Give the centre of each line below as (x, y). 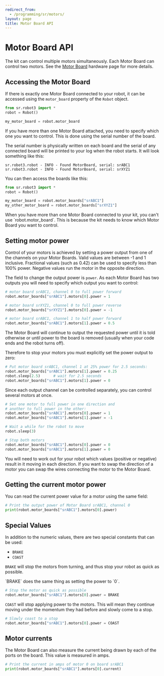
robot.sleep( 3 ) (21, 431)
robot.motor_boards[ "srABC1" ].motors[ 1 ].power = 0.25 (61, 371)
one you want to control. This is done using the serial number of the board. (81, 136)
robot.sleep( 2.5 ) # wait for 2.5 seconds (53, 376)
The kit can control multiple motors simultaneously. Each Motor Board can (80, 61)
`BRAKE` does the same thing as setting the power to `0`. (62, 581)
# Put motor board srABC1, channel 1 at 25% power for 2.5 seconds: (76, 367)
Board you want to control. (32, 225)
